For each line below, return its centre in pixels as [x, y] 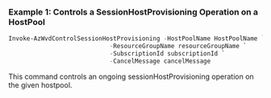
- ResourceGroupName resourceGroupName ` [178, 47]
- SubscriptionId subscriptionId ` [167, 54]
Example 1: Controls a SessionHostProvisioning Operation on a [133, 12]
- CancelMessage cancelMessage [160, 61]
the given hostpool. [40, 85]
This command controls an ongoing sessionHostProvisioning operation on [131, 76]
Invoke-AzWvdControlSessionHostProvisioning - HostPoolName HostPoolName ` [137, 39]
